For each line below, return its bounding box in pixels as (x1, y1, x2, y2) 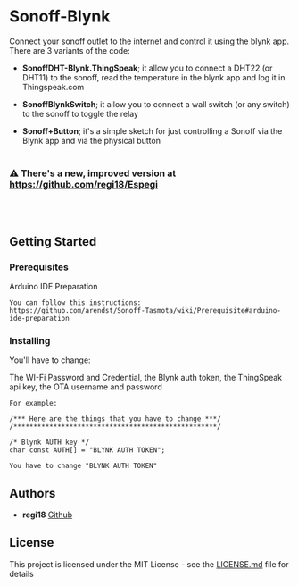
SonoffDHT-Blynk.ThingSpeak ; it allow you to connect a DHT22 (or (21, 63, 273, 73)
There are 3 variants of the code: (9, 45, 131, 55)
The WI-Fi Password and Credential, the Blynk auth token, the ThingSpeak (9, 373, 283, 383)
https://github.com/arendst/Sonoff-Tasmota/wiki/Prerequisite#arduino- (9, 306, 281, 314)
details (9, 568, 34, 579)
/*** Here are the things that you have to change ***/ (9, 414, 221, 423)
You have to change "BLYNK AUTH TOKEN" (9, 462, 158, 471)
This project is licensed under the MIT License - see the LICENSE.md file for (9, 558, 289, 569)
